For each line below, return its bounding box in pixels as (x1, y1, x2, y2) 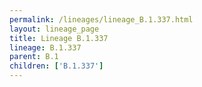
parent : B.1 (9, 52, 59, 62)
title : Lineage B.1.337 (9, 33, 109, 43)
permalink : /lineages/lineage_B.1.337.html (9, 14, 194, 25)
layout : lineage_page (9, 24, 100, 34)
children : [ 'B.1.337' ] (9, 61, 104, 71)
